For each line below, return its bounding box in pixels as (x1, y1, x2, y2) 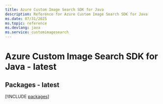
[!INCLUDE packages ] (5, 94, 49, 99)
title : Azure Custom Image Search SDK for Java (5, 7, 104, 12)
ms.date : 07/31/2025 (5, 16, 47, 21)
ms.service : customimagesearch (5, 30, 69, 35)
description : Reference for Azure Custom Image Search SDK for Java (5, 12, 148, 17)
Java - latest (5, 62, 57, 72)
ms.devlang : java (5, 25, 41, 30)
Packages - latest (5, 81, 60, 89)
